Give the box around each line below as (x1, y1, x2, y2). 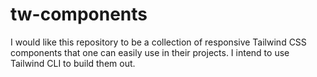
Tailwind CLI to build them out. (10, 57, 136, 69)
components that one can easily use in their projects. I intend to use (10, 46, 290, 58)
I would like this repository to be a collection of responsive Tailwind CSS (10, 36, 307, 48)
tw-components (10, 3, 148, 26)
